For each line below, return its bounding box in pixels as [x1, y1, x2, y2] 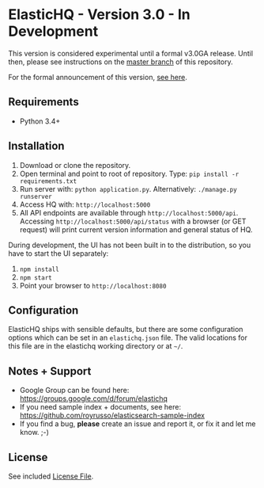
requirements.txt [19, 177, 77, 185]
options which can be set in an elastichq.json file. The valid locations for [8, 333, 247, 342]
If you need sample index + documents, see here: [19, 402, 182, 412]
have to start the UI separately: [8, 248, 109, 258]
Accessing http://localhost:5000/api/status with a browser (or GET [19, 216, 247, 226]
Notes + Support [8, 364, 92, 378]
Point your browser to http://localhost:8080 [19, 280, 167, 290]
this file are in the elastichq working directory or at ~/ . [8, 341, 183, 351]
